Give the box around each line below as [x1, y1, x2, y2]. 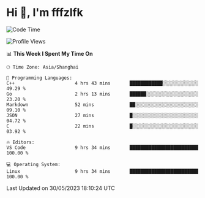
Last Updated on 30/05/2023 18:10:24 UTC [6, 184, 115, 192]
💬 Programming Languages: [6, 75, 72, 81]
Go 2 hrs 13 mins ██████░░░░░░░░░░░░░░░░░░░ [6, 91, 199, 97]
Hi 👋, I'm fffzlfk [6, 6, 84, 20]
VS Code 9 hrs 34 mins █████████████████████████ [6, 144, 199, 151]
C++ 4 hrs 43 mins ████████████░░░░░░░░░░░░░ [6, 80, 199, 86]
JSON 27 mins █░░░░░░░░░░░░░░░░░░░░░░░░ [6, 112, 199, 118]
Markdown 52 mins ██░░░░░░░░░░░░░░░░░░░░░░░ [6, 101, 199, 108]
